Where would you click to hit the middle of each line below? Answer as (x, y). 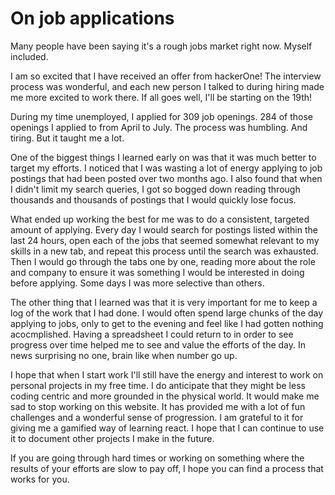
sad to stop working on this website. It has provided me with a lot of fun (158, 406)
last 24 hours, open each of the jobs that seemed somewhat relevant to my (165, 240)
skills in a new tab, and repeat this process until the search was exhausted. (164, 251)
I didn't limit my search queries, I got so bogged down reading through (155, 189)
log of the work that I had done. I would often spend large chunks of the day (167, 313)
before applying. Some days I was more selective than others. (137, 283)
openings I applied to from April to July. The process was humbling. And (159, 127)
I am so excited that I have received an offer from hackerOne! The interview (166, 76)
